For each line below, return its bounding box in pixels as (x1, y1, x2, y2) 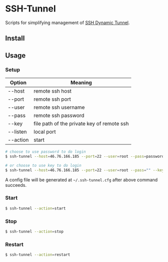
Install (5, 34, 25, 43)
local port (33, 128, 56, 135)
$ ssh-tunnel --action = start (5, 206, 66, 211)
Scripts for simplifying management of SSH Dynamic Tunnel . (5, 20, 130, 26)
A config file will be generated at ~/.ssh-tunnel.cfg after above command (5, 176, 158, 183)
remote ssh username (33, 104, 85, 111)
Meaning (70, 79, 92, 86)
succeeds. (5, 182, 26, 188)
